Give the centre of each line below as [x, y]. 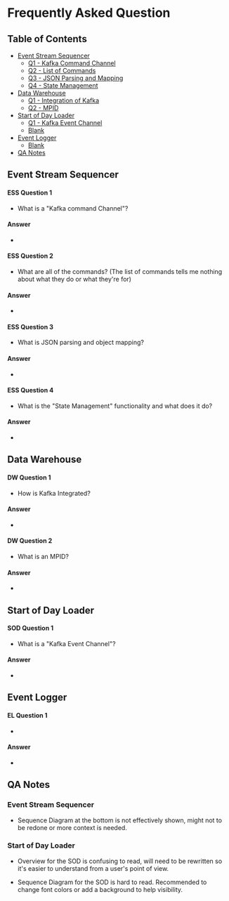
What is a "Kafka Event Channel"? [66, 643]
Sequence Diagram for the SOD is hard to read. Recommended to [112, 882]
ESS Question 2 [31, 256]
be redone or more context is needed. [72, 827]
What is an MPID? [43, 557]
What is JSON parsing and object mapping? [80, 343]
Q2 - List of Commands [62, 71]
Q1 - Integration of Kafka [64, 100]
